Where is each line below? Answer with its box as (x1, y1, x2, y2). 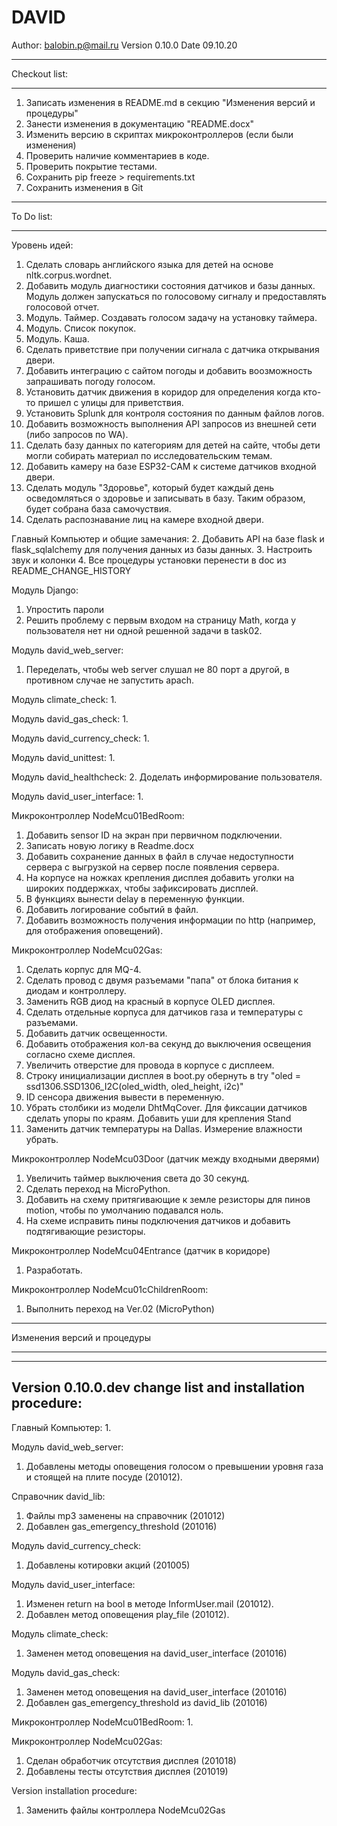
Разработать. (25, 1264, 83, 1276)
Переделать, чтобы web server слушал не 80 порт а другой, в (25, 663, 290, 675)
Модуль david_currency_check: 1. (11, 732, 150, 744)
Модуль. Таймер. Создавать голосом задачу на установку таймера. (25, 311, 318, 323)
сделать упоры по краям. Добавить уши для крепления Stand (25, 1112, 292, 1124)
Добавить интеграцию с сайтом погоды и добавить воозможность (25, 364, 313, 376)
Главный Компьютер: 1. (11, 1421, 112, 1433)
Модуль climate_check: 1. (11, 693, 118, 705)
